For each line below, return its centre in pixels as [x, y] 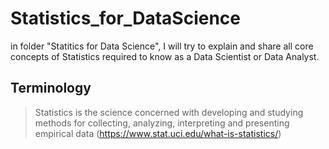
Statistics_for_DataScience [126, 18]
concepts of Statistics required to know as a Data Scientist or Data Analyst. [165, 56]
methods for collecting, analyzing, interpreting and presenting [162, 123]
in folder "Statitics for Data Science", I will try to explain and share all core [162, 46]
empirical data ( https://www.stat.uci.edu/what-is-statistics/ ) [158, 133]
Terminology [51, 88]
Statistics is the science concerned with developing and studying [169, 112]
